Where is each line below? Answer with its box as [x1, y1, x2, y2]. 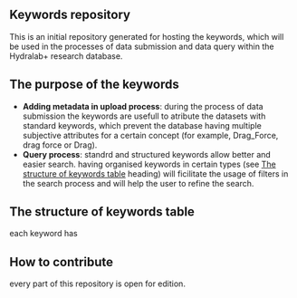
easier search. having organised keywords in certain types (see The [22, 159, 276, 169]
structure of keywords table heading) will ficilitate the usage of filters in [22, 168, 289, 179]
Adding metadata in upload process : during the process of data [22, 101, 264, 111]
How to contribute [9, 254, 114, 270]
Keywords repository [9, 7, 131, 23]
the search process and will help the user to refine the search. [22, 178, 254, 188]
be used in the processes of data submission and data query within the [9, 41, 274, 52]
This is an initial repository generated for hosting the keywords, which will [9, 31, 284, 42]
